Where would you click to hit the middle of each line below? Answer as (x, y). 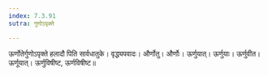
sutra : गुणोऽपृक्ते (31, 23)
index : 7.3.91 (32, 16)
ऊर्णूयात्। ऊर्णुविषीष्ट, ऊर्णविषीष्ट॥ (52, 62)
